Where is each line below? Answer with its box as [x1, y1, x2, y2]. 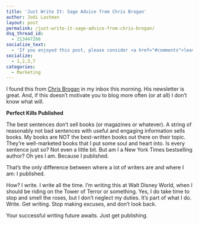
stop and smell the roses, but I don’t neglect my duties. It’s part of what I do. [6, 194, 192, 201]
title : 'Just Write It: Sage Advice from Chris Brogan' [6, 8, 147, 15]
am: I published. [6, 170, 46, 178]
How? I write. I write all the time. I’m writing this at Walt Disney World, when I [6, 182, 192, 189]
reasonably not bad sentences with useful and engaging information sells [6, 127, 185, 134]
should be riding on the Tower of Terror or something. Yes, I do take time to [6, 188, 190, 195]
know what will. [6, 98, 44, 105]
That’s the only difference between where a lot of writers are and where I [6, 164, 184, 171]
